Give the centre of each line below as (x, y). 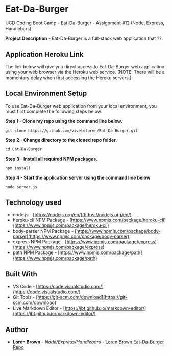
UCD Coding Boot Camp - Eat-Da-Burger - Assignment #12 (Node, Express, (85, 23)
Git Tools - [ (25, 297)
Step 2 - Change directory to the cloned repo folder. (61, 140)
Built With (21, 274)
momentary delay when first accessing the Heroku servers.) (68, 78)
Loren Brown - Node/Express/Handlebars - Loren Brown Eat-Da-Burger (88, 342)
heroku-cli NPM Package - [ (42, 220)
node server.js (21, 187)
